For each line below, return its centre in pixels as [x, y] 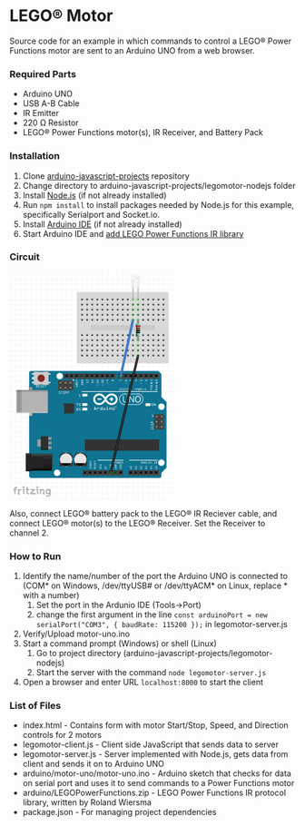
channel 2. [29, 533]
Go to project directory [79, 654]
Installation [35, 156]
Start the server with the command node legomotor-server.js [151, 673]
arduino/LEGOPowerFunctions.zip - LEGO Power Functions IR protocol [154, 793]
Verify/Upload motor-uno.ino [76, 634]
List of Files [35, 706]
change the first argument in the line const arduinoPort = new [152, 615]
